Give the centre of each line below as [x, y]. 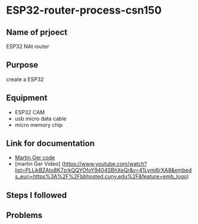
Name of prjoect [37, 32]
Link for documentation [51, 144]
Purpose [22, 65]
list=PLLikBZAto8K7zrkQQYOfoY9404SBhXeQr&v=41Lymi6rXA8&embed [103, 170]
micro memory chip [39, 124]
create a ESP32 [25, 79]
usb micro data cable [40, 119]
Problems [24, 215]
